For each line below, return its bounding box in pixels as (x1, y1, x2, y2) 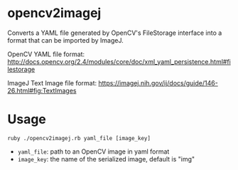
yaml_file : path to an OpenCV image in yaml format (17, 147, 170, 156)
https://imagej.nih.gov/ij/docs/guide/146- (98, 78, 218, 87)
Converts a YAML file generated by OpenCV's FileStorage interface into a (7, 28, 222, 37)
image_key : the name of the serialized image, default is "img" (17, 154, 195, 163)
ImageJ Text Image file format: (7, 78, 97, 87)
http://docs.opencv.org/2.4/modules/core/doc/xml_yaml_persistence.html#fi (7, 57, 231, 65)
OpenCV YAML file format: (7, 50, 85, 58)
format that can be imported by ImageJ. (7, 36, 124, 44)
